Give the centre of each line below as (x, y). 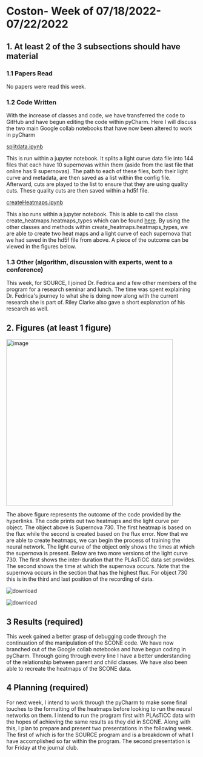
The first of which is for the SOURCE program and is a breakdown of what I (100, 735)
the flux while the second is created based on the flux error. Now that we (97, 534)
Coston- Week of (50, 11)
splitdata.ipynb (25, 146)
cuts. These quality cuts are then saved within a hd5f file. (78, 191)
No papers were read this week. (46, 86)
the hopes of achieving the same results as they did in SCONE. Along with (98, 722)
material (22, 56)
